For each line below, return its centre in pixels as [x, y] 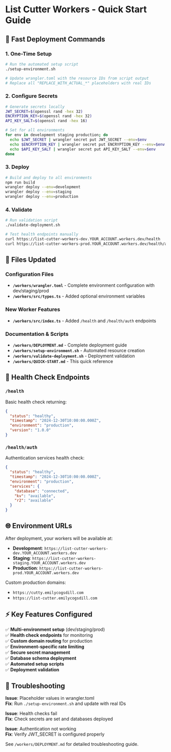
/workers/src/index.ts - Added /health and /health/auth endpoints [84, 321]
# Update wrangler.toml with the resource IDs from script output [77, 78]
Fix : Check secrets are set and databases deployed [59, 719]
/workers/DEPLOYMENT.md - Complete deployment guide [70, 345]
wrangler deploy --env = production [42, 197]
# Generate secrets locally [35, 107]
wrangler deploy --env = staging [38, 192]
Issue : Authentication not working [41, 729]
